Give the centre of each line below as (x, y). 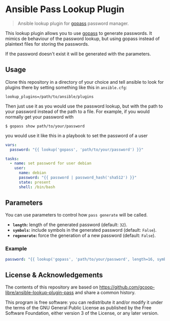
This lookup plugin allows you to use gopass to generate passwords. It (79, 33)
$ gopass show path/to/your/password (45, 126)
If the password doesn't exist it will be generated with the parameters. (78, 54)
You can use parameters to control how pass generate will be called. (76, 215)
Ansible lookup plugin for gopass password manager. (73, 23)
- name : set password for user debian (51, 163)
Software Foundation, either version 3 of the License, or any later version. (82, 313)
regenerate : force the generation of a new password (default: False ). (84, 236)
